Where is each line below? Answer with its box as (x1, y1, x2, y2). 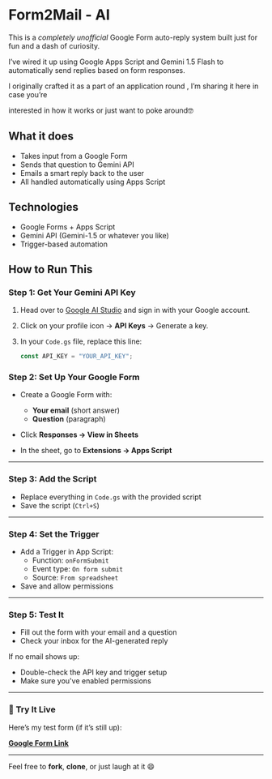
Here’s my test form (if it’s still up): (8, 722, 122, 732)
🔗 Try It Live (8, 704, 56, 715)
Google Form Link (8, 738, 69, 747)
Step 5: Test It (8, 609, 65, 620)
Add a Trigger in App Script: (19, 547, 114, 557)
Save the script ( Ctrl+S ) (19, 500, 100, 510)
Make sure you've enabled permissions (19, 676, 151, 686)
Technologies (8, 200, 79, 214)
